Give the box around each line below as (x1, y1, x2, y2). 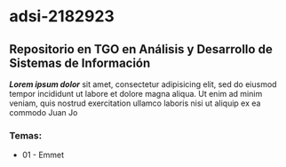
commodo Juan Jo (9, 107, 78, 117)
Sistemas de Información (9, 55, 151, 70)
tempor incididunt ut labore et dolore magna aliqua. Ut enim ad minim (9, 89, 263, 99)
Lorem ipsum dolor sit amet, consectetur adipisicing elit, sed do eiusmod (9, 79, 277, 90)
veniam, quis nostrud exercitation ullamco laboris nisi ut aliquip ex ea (9, 98, 261, 108)
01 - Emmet (21, 149, 65, 161)
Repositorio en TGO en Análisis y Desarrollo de (9, 42, 273, 57)
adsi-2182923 (9, 6, 115, 27)
